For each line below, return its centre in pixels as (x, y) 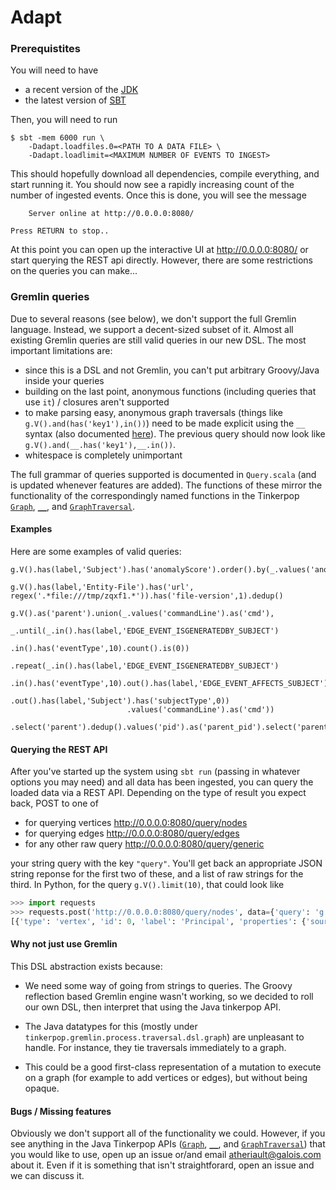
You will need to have (54, 70)
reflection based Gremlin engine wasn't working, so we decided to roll (169, 997)
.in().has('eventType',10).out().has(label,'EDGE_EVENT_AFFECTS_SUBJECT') (169, 683)
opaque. (42, 1088)
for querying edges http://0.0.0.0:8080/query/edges (132, 833)
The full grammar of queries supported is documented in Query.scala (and (163, 474)
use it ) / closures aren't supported (97, 402)
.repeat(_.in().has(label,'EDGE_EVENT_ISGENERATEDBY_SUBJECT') (145, 666)
